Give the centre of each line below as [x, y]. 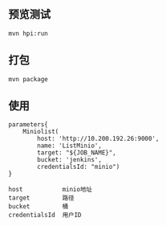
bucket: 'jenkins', [70, 160]
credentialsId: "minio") [79, 167]
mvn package [28, 79]
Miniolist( [41, 132]
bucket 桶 [38, 207]
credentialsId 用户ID [45, 216]
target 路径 [41, 198]
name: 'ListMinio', [70, 146]
